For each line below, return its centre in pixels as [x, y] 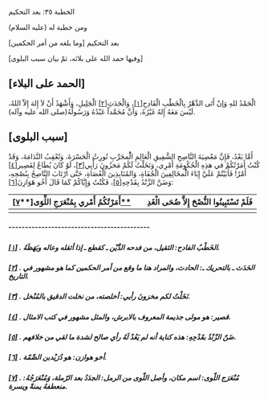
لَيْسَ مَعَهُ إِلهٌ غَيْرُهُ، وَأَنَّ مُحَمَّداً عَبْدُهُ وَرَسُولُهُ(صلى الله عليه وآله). [102, 111]
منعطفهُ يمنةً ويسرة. [38, 386]
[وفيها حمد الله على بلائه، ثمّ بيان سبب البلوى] [76, 58]
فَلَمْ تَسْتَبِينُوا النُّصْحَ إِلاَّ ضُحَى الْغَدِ [200, 202]
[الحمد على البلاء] [47, 84]
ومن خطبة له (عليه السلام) [48, 27]
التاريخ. [19, 276]
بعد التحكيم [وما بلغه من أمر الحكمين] [64, 43]
